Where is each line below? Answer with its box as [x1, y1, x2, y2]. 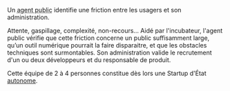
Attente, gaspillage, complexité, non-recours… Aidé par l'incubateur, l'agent [7, 27, 223, 34]
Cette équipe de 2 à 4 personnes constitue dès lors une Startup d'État [7, 69, 207, 77]
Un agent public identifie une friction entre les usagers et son [7, 6, 182, 14]
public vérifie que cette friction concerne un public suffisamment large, [7, 34, 210, 42]
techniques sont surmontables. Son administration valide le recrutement [7, 48, 212, 57]
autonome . [7, 77, 38, 85]
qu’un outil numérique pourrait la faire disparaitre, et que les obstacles [7, 41, 207, 49]
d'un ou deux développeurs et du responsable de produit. [7, 56, 171, 64]
